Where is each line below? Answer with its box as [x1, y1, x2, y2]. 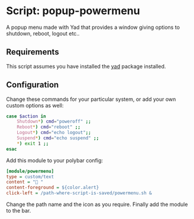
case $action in [6, 113, 46, 119]
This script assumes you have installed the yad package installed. [6, 63, 166, 70]
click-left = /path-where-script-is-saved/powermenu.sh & [6, 190, 152, 196]
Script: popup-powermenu [6, 4, 140, 18]
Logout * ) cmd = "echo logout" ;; [17, 130, 92, 136]
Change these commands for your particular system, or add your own [6, 96, 176, 103]
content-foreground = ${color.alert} [6, 185, 99, 191]
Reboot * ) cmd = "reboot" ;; [17, 124, 81, 130]
